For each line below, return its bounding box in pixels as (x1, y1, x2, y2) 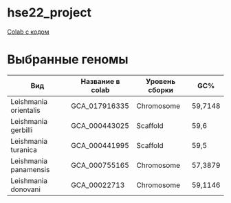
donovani (10, 184, 41, 194)
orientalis (10, 105, 41, 115)
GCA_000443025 (71, 120, 129, 130)
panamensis (10, 164, 50, 174)
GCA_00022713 (71, 180, 125, 190)
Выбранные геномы (7, 52, 129, 67)
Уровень (145, 76, 176, 86)
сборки (147, 85, 174, 94)
